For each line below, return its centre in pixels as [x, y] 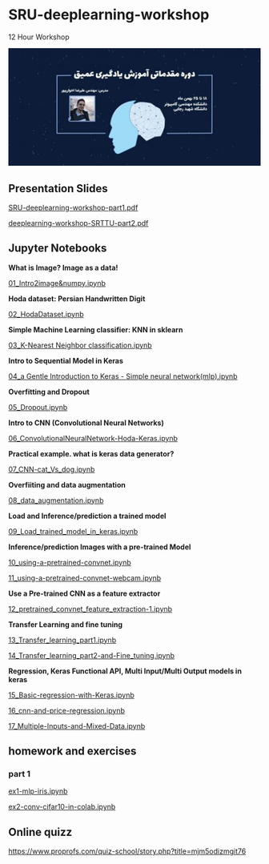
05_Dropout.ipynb [38, 407]
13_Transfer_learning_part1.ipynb [62, 640]
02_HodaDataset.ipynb [46, 314]
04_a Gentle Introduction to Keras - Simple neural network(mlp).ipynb [123, 376]
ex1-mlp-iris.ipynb [38, 791]
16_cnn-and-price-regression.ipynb [67, 710]
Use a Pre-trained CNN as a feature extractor [84, 593]
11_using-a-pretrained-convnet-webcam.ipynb [85, 577]
